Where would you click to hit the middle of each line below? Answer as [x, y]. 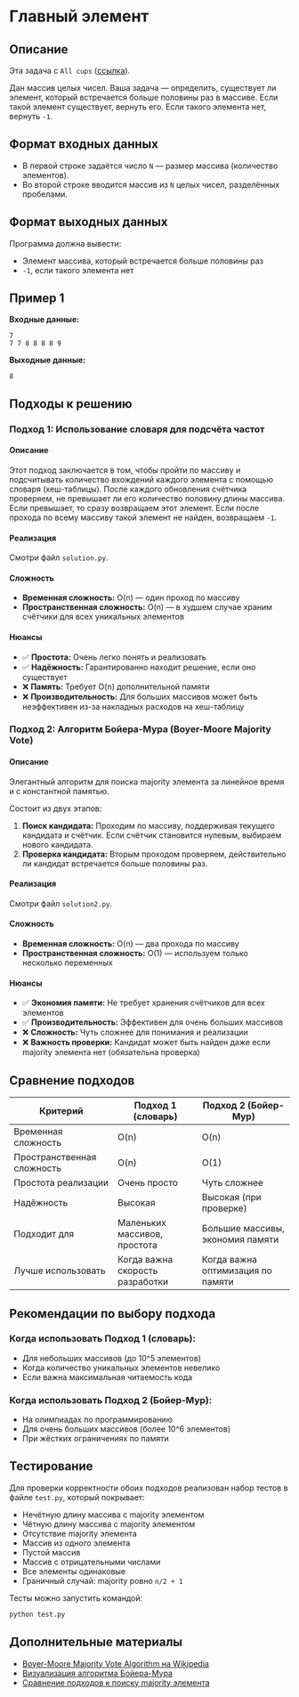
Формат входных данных [84, 144]
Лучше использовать [60, 1271]
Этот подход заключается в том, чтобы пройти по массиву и [125, 470]
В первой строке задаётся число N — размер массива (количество [150, 166]
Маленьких [141, 1223]
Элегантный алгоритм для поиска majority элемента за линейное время [147, 782]
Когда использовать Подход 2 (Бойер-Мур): [111, 1400]
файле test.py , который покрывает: [77, 1497]
